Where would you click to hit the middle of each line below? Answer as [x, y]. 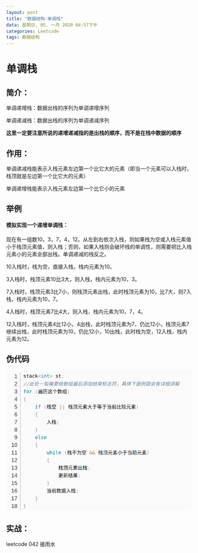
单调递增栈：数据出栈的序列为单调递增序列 [58, 108]
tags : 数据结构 [23, 37]
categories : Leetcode [33, 31]
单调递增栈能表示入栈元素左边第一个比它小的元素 [65, 188]
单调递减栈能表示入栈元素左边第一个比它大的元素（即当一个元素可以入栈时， [99, 169]
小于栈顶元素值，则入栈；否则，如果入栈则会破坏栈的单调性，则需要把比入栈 [99, 246]
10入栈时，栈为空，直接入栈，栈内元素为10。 [61, 266]
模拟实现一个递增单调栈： [37, 225]
